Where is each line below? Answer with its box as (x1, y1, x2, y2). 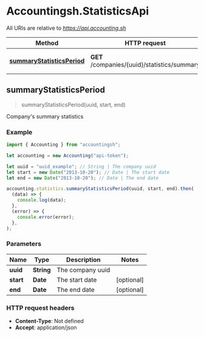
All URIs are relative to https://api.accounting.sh (6, 24, 126, 32)
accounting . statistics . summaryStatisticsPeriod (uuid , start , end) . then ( (6, 186, 194, 192)
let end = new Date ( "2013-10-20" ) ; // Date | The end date (6, 175, 159, 181)
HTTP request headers (6, 304, 75, 312)
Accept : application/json (15, 324, 77, 332)
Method (35, 38, 59, 47)
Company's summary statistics (6, 112, 84, 120)
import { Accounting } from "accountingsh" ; (6, 141, 121, 148)
